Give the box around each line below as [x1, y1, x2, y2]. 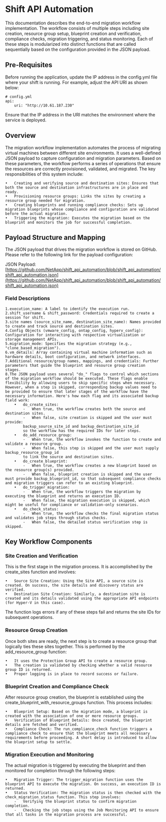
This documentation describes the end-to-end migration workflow [5, 20, 141, 26]
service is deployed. [5, 117, 47, 123]
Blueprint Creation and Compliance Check [5, 683, 109, 690]
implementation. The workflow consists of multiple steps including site [5, 25, 150, 31]
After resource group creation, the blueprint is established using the [5, 694, 144, 700]
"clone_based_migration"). [5, 345, 61, 350]
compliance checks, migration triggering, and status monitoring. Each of [5, 36, 153, 42]
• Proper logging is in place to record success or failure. [5, 671, 139, 676]
